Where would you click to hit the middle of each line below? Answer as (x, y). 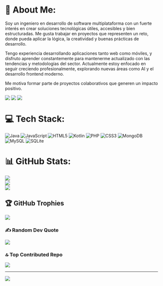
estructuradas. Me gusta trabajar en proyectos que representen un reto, (77, 33)
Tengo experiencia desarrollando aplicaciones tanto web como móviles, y (79, 53)
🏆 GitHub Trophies (35, 203)
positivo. (14, 88)
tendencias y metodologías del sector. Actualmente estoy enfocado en (76, 64)
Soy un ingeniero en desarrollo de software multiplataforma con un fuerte (78, 23)
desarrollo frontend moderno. (34, 74)
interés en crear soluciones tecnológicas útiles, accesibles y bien (70, 28)
